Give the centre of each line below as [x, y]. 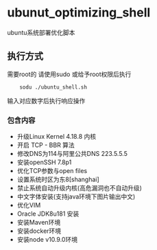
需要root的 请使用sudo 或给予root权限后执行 [69, 74]
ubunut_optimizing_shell [79, 13]
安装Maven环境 [39, 223]
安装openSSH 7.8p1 [44, 162]
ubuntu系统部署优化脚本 [41, 32]
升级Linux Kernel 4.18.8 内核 [57, 137]
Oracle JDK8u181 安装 [48, 214]
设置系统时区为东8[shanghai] [58, 179]
